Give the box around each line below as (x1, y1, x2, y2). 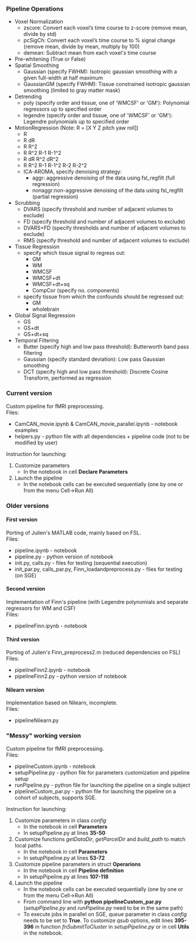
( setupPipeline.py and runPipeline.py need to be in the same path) (23, 904, 183, 911)
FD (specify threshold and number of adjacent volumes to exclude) (23, 218, 185, 225)
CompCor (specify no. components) (32, 287, 120, 294)
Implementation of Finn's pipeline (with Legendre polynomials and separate (6, 598, 189, 605)
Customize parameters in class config (14, 817, 107, 824)
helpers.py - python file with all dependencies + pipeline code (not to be (14, 433, 190, 440)
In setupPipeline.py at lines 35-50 (23, 829, 106, 836)
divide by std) (23, 31, 57, 38)
